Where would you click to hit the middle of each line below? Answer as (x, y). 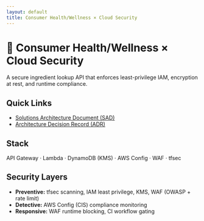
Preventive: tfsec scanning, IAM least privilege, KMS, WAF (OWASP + (103, 192)
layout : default (27, 12)
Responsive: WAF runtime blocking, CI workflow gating (85, 211)
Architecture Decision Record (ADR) (60, 124)
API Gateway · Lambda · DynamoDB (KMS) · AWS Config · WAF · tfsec (94, 158)
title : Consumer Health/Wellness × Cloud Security (72, 18)
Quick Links (29, 103)
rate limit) (27, 198)
